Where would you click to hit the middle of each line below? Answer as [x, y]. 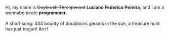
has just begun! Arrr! [27, 29]
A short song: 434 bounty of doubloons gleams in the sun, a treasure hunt [83, 23]
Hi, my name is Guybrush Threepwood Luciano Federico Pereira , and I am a [85, 7]
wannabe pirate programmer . [36, 13]
